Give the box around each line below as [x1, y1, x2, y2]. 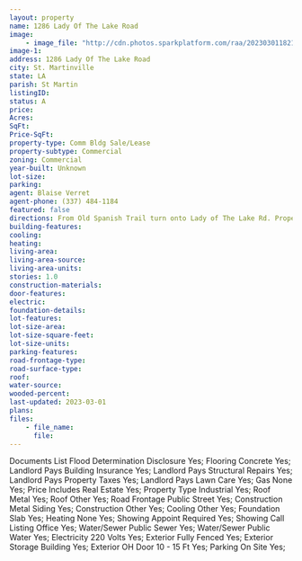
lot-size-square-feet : [9, 331, 94, 340]
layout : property [9, 13, 75, 22]
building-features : [9, 222, 83, 231]
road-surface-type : [9, 364, 83, 373]
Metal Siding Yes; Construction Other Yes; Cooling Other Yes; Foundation [9, 503, 280, 514]
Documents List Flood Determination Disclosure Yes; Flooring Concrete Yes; [9, 456, 291, 467]
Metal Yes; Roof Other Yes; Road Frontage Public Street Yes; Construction [9, 494, 283, 504]
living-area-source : [9, 255, 87, 265]
